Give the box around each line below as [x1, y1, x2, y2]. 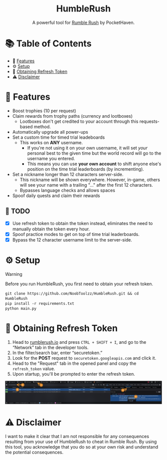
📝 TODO [5, 207, 30, 216]
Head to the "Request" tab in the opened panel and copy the [12, 360, 137, 366]
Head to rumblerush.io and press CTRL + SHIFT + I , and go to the [12, 339, 147, 345]
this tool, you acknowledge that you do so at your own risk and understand [5, 444, 159, 450]
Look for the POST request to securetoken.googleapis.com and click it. [12, 355, 157, 361]
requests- [139, 118, 160, 124]
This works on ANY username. [19, 139, 83, 145]
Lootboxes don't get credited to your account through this [19, 118, 139, 124]
